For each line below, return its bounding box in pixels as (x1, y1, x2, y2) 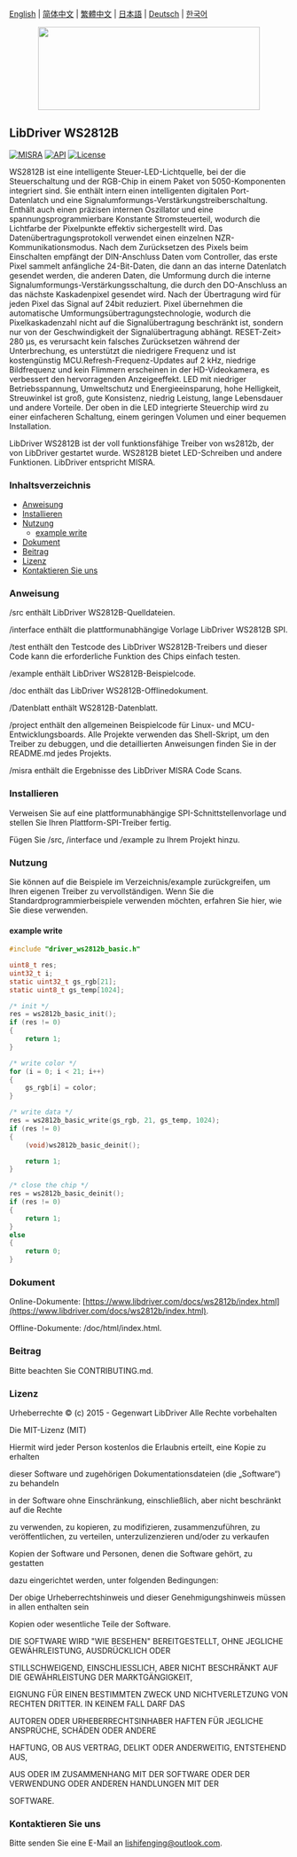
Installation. (9, 420, 51, 431)
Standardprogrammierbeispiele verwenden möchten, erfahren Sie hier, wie (9, 896, 282, 905)
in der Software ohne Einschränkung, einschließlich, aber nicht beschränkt (9, 1494, 282, 1506)
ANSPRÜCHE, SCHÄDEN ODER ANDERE (9, 1725, 157, 1736)
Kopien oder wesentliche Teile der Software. (9, 1618, 171, 1629)
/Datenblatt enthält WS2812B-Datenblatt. (9, 702, 158, 713)
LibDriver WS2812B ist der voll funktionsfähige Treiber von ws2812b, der (9, 438, 275, 449)
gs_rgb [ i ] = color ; (25, 1084, 98, 1093)
